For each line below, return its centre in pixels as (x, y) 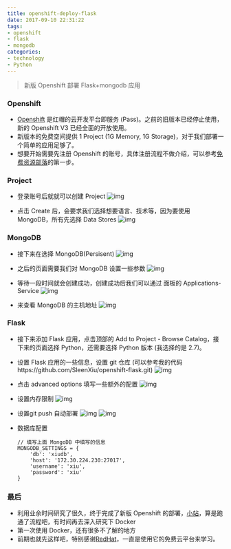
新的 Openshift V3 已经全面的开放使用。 (74, 127)
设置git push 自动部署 (47, 413)
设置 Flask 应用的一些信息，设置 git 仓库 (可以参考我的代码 (100, 362)
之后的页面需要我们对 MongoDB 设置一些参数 (81, 268)
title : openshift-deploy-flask (52, 13)
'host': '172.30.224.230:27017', (78, 460)
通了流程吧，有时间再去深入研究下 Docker (76, 522)
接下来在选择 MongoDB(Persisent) (66, 254)
